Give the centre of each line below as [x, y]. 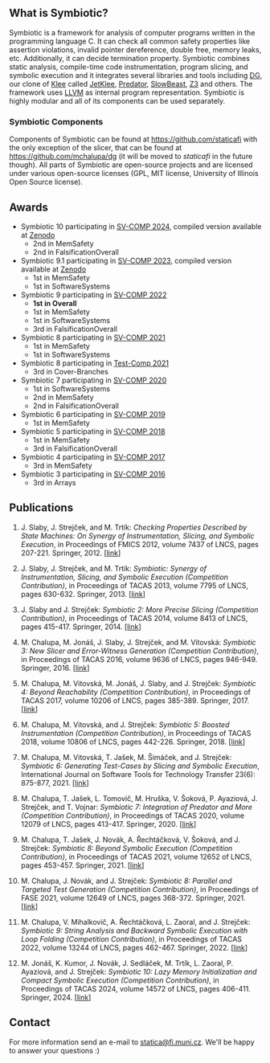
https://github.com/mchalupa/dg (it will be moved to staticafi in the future [131, 157]
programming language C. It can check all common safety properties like [130, 41]
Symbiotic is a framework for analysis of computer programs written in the [132, 32]
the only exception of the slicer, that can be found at [96, 148]
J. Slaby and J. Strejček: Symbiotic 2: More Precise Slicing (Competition [139, 609]
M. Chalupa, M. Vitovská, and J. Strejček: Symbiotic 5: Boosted [125, 724]
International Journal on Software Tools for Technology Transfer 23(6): [138, 774]
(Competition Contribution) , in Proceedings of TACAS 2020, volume [132, 816]
